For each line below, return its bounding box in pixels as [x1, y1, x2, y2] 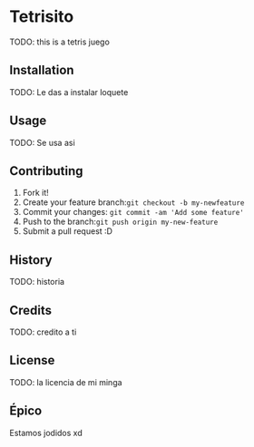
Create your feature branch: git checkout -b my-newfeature [22, 197, 245, 208]
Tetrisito [9, 6, 74, 27]
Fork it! [22, 188, 50, 199]
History [9, 252, 53, 267]
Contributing [9, 163, 83, 179]
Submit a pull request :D [22, 226, 113, 237]
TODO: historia [9, 277, 65, 287]
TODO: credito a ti [9, 326, 77, 337]
